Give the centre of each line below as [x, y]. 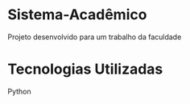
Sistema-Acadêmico [77, 15]
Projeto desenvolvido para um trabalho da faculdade [95, 37]
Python [19, 91]
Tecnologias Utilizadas [85, 69]
